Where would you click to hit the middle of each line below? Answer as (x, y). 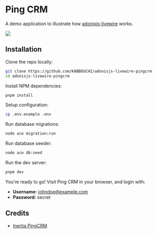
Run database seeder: (29, 143)
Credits (17, 213)
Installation (24, 50)
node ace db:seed (24, 153)
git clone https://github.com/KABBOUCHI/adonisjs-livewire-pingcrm (79, 71)
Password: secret (31, 197)
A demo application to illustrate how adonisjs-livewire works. (69, 24)
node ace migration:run (31, 134)
